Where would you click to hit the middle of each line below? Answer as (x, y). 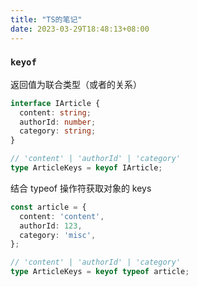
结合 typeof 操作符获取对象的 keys (81, 188)
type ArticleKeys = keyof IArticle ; (86, 168)
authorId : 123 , (51, 226)
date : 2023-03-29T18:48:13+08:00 (80, 29)
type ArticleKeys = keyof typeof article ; (100, 272)
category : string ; (58, 131)
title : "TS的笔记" (46, 19)
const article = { (48, 207)
